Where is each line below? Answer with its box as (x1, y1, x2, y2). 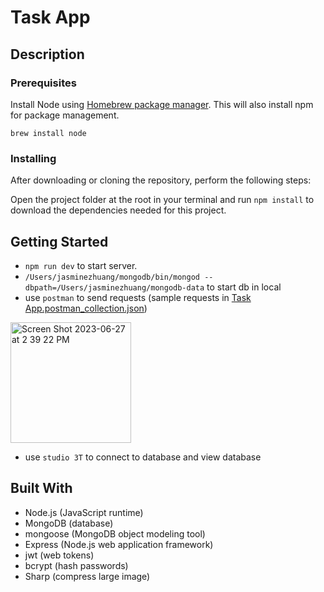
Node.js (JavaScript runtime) (24, 506, 144, 518)
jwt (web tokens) (24, 549, 95, 561)
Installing (10, 151, 57, 165)
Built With (10, 480, 73, 497)
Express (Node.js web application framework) (24, 538, 214, 550)
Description (10, 46, 85, 63)
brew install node (10, 128, 87, 138)
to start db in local (206, 281, 282, 293)
